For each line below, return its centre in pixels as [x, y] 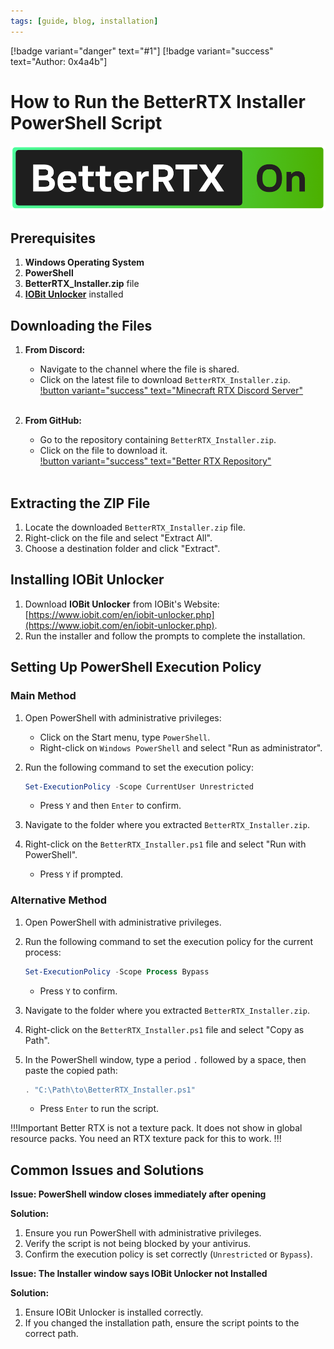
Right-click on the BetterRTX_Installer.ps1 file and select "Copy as [164, 1029]
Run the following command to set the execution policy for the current [168, 941]
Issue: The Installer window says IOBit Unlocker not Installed [139, 1274]
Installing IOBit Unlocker [87, 580]
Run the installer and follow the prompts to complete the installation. [165, 636]
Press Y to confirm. [78, 991]
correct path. [51, 1334]
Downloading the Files [81, 325]
